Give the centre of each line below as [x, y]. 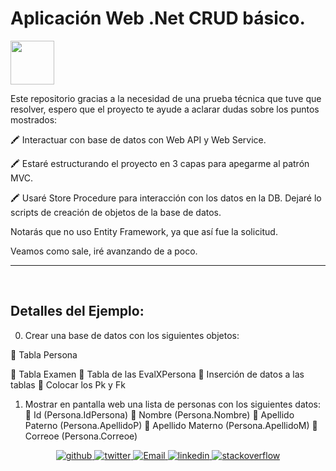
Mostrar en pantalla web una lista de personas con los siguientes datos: [173, 404]
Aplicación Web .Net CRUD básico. [158, 18]
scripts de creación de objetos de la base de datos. [116, 212]
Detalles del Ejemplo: [77, 311]
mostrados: [34, 119]
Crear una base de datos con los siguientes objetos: [132, 335]
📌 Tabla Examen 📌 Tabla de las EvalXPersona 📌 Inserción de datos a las [157, 374]
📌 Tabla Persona [44, 354]
